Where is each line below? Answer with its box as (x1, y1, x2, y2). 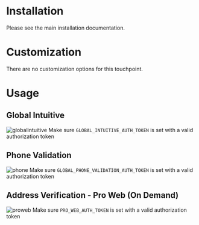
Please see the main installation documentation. (6, 24, 125, 31)
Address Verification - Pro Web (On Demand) (6, 190, 179, 200)
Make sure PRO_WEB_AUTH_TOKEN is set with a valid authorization (32, 206, 187, 214)
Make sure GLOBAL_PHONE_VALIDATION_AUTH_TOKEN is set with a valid (29, 166, 194, 173)
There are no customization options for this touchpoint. (6, 65, 144, 72)
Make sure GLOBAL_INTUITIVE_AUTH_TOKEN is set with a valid (48, 126, 194, 133)
